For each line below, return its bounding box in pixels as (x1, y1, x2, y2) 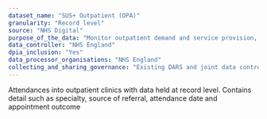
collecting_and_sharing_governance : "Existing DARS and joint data (8, 63, 237, 71)
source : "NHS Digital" (8, 26, 83, 34)
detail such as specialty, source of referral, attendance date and (8, 93, 218, 103)
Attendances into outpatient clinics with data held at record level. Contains (8, 85, 252, 94)
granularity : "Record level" (8, 19, 105, 27)
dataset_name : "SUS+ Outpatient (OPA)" (8, 11, 141, 20)
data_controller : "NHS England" (8, 41, 115, 49)
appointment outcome (8, 102, 81, 111)
